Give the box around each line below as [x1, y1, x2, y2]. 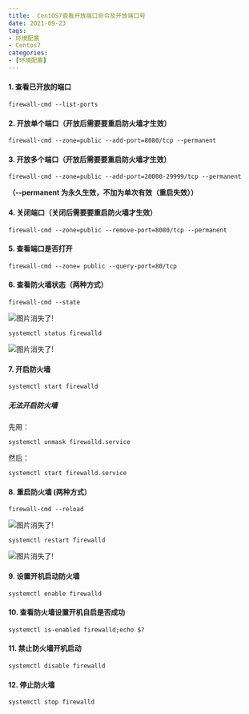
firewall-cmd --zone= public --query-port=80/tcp [8, 262, 178, 270]
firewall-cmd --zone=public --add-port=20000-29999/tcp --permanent [8, 173, 242, 181]
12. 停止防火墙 [8, 680, 55, 689]
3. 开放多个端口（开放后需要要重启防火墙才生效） [8, 154, 171, 164]
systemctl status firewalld [8, 329, 102, 337]
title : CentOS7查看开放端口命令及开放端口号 [8, 11, 146, 20]
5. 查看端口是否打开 [8, 244, 73, 253]
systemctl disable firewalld [8, 662, 106, 670]
